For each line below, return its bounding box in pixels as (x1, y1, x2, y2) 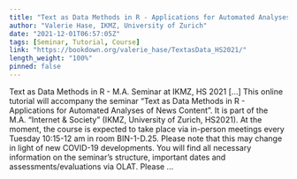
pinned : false (9, 63, 62, 71)
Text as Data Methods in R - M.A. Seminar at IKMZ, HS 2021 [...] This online (9, 86, 284, 97)
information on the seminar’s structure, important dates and (9, 152, 226, 162)
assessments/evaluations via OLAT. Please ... (9, 160, 174, 172)
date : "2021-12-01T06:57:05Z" (9, 29, 121, 38)
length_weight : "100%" (9, 54, 93, 63)
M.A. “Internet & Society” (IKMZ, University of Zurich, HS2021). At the (9, 114, 263, 124)
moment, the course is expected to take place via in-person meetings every (9, 123, 285, 134)
